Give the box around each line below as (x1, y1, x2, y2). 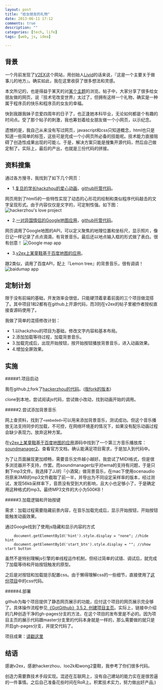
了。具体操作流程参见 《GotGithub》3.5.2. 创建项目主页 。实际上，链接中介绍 (5, 605, 157, 611)
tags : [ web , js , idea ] (5, 35, 51, 39)
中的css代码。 (17, 578, 46, 584)
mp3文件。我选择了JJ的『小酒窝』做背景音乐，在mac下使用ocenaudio (13, 468, 155, 474)
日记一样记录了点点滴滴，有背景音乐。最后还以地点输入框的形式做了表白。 (5, 233, 154, 239)
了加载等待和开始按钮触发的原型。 (5, 561, 73, 568)
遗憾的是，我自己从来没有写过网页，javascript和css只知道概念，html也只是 (5, 127, 155, 133)
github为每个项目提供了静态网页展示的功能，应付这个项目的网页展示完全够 (5, 599, 154, 605)
